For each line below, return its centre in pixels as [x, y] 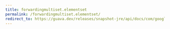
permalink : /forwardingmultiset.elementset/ [53, 14]
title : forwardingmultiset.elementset [46, 10]
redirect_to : [19, 19]
